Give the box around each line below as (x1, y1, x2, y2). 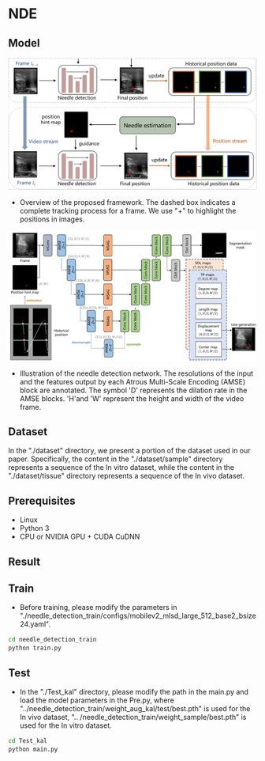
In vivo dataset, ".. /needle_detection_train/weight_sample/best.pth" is (19, 712, 247, 721)
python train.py (8, 644, 62, 653)
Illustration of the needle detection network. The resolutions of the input (19, 369, 254, 378)
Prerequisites (8, 494, 76, 507)
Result (8, 555, 41, 568)
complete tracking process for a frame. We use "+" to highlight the (19, 206, 237, 215)
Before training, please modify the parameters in (19, 603, 177, 612)
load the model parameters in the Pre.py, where (19, 695, 175, 705)
